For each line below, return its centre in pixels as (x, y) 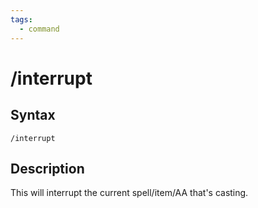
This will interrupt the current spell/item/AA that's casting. (129, 193)
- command (39, 29)
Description (47, 168)
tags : (21, 19)
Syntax (33, 115)
